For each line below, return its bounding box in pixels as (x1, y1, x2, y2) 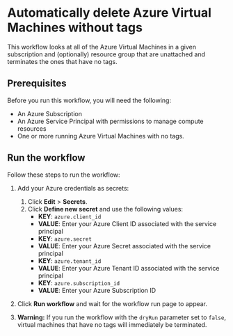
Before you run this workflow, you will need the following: (7, 96, 172, 104)
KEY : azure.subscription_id (38, 278, 120, 287)
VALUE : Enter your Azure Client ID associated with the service (38, 219, 217, 227)
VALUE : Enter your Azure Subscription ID (38, 286, 156, 294)
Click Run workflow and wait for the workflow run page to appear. (17, 299, 207, 307)
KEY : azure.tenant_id (38, 256, 102, 265)
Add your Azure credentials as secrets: (17, 184, 129, 192)
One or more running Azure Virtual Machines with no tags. (17, 131, 184, 140)
